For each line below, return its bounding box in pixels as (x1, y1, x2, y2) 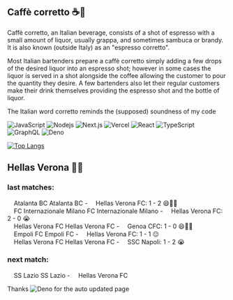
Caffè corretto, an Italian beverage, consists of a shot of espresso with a (7, 28, 215, 37)
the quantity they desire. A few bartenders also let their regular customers (7, 79, 220, 87)
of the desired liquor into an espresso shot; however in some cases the (7, 64, 211, 72)
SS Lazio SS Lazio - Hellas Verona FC (13, 271, 128, 279)
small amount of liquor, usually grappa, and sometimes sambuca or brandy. (7, 35, 224, 44)
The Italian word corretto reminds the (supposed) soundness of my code (7, 107, 216, 116)
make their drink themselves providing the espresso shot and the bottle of (7, 86, 220, 95)
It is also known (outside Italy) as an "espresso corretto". (7, 43, 170, 52)
